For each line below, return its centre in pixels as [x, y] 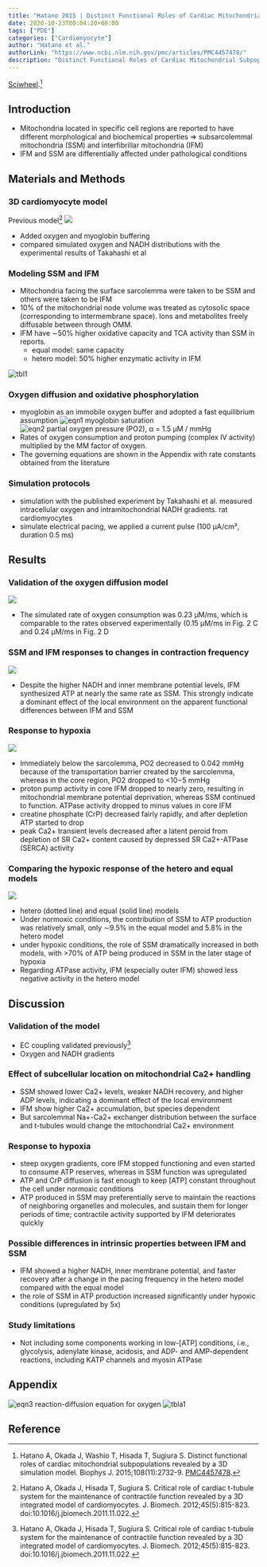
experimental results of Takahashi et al [83, 253]
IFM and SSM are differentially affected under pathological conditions [133, 154]
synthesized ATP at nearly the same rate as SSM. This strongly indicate [137, 693]
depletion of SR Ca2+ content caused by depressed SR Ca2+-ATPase [134, 839]
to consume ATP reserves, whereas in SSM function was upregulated [133, 1172]
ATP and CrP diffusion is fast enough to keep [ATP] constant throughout [137, 1180]
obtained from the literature [64, 463]
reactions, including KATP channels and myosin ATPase [111, 1360]
